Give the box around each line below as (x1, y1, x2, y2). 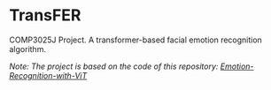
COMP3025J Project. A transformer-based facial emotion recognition (9, 34, 263, 45)
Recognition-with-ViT (9, 70, 88, 80)
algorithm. (9, 43, 47, 54)
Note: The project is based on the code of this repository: (9, 61, 219, 71)
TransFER (9, 5, 81, 26)
